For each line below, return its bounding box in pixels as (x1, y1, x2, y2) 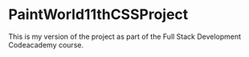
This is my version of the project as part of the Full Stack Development (8, 32, 242, 41)
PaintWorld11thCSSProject (8, 6, 189, 24)
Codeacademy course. (8, 40, 84, 49)
